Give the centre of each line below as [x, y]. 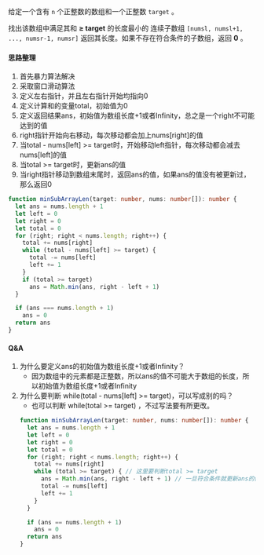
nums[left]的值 [43, 155]
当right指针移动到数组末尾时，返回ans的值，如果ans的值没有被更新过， [135, 174]
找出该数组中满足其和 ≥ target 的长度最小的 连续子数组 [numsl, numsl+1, [126, 28]
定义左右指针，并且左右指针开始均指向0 [84, 96]
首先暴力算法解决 [47, 76]
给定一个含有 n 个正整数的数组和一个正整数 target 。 [93, 11]
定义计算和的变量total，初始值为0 [73, 106]
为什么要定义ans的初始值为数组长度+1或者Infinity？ [102, 367]
